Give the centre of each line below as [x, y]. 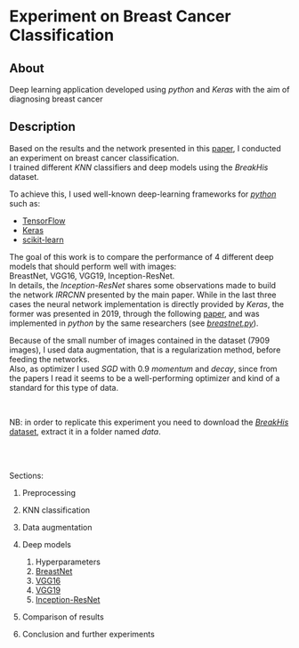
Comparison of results [63, 617]
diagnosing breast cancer [57, 99]
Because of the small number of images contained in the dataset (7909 [139, 340]
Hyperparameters [68, 562]
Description [42, 127]
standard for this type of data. [64, 387]
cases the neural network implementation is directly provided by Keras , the [147, 304]
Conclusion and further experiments [89, 634]
